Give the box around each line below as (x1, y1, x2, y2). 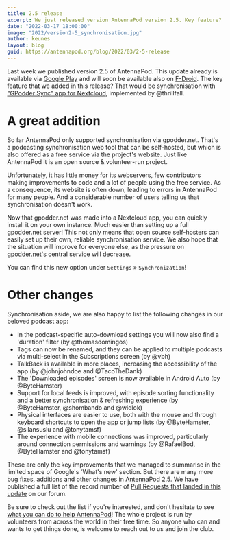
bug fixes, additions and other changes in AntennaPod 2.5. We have (7, 475, 199, 483)
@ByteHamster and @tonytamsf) (16, 447, 111, 455)
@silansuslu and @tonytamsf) (16, 425, 101, 433)
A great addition (7, 113, 101, 129)
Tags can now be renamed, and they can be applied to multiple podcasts (16, 344, 222, 353)
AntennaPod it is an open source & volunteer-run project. (7, 157, 168, 165)
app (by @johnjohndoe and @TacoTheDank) (16, 366, 142, 375)
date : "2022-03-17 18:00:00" (7, 23, 90, 30)
